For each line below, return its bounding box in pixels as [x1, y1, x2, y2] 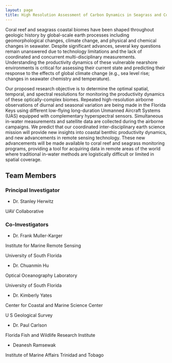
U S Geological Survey [5, 312, 53, 318]
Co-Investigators [5, 221, 49, 228]
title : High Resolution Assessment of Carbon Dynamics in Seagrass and [5, 12, 161, 17]
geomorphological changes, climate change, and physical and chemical [5, 37, 157, 44]
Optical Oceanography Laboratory [5, 273, 78, 279]
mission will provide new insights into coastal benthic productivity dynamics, [5, 129, 167, 135]
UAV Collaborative [5, 208, 44, 215]
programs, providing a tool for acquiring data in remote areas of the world [5, 145, 161, 151]
